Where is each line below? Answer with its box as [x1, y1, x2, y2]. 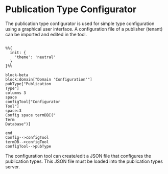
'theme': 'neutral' [14, 55, 56, 60]
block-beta [5, 72, 29, 78]
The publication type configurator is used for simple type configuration [5, 20, 155, 27]
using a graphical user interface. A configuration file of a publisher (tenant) [5, 26, 163, 32]
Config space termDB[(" [5, 112, 56, 118]
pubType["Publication [5, 81, 52, 86]
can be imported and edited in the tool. [5, 31, 87, 37]
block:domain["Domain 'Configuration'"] [5, 77, 93, 82]
